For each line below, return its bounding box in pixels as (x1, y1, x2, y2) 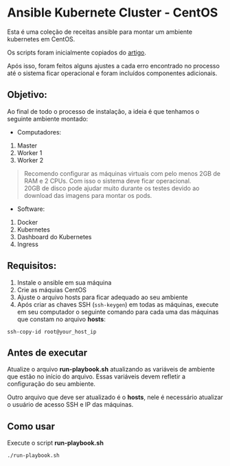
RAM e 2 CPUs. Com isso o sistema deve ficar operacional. (23, 176, 192, 185)
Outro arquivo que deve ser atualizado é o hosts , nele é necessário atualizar (7, 393, 223, 401)
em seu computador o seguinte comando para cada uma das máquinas (16, 307, 219, 316)
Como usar (7, 421, 56, 432)
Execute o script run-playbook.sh (7, 439, 104, 447)
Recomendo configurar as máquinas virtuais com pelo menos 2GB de (23, 169, 221, 177)
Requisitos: (7, 260, 57, 272)
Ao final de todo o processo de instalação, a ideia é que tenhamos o (7, 107, 200, 115)
